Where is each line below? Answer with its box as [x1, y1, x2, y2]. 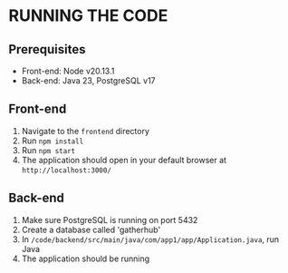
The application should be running [21, 253, 150, 264]
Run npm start [21, 144, 76, 155]
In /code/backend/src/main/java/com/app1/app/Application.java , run [21, 233, 280, 245]
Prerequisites [8, 42, 86, 57]
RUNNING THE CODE [8, 5, 168, 26]
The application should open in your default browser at [21, 154, 227, 165]
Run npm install [21, 135, 84, 146]
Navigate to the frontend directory [21, 125, 150, 136]
